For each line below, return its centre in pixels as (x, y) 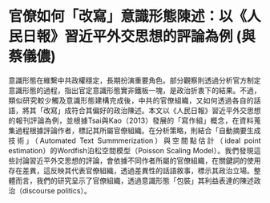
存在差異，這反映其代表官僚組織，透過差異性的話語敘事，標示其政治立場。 (131, 170)
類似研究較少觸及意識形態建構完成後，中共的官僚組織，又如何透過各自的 (131, 100)
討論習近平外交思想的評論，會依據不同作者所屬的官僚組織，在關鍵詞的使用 (138, 160)
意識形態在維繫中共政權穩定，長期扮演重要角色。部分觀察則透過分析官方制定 (135, 80)
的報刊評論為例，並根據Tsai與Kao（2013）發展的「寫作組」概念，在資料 (131, 120)
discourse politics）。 (56, 190)
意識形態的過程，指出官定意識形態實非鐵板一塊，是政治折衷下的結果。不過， (135, 90)
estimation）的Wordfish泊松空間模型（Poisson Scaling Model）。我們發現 (131, 150)
